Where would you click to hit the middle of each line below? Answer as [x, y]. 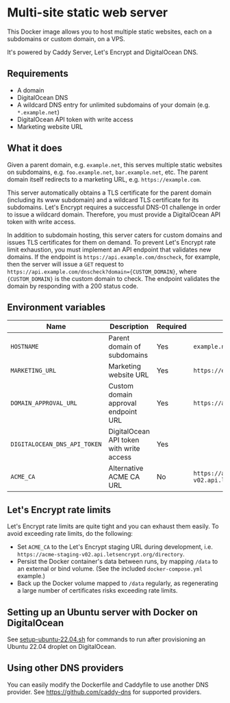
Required [171, 327]
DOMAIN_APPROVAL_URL [44, 403]
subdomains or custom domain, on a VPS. [66, 38]
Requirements [38, 74]
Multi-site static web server [88, 13]
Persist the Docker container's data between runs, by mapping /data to [117, 562]
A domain [30, 90]
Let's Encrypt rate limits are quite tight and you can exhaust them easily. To [113, 526]
